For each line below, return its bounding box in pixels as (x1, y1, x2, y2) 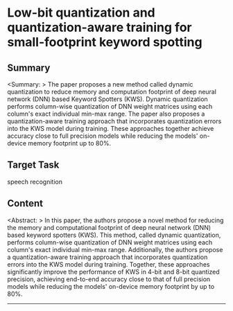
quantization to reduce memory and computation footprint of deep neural (7, 88, 217, 96)
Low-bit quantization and (7, 5, 155, 21)
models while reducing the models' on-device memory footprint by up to (7, 282, 215, 290)
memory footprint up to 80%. (27, 139, 112, 147)
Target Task (7, 159, 60, 171)
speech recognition (7, 177, 62, 186)
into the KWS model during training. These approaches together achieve (7, 125, 214, 132)
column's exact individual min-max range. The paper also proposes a (7, 109, 205, 118)
